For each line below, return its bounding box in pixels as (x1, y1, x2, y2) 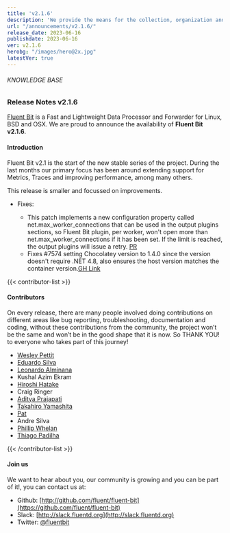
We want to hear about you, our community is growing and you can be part (7, 475, 219, 484)
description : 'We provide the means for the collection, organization (7, 16, 213, 23)
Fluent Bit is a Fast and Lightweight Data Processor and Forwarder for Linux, (7, 113, 222, 121)
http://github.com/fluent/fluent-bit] (41, 496, 140, 504)
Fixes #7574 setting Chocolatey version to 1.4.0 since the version (27, 249, 211, 258)
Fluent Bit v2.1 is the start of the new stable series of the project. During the (7, 159, 220, 167)
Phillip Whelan (16, 424, 57, 432)
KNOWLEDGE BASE (7, 76, 63, 84)
